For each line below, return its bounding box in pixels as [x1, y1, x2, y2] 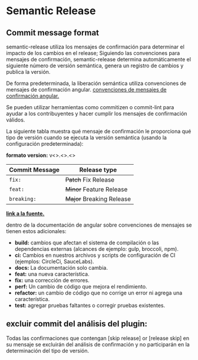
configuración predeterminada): [6, 140, 84, 147]
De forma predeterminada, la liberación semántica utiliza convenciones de [6, 80, 187, 87]
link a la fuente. [6, 210, 45, 217]
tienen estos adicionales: [6, 228, 67, 234]
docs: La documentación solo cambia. [14, 264, 108, 271]
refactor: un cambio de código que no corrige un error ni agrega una [14, 289, 183, 296]
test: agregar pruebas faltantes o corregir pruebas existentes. [14, 302, 166, 309]
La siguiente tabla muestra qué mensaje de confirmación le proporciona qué [6, 128, 192, 135]
